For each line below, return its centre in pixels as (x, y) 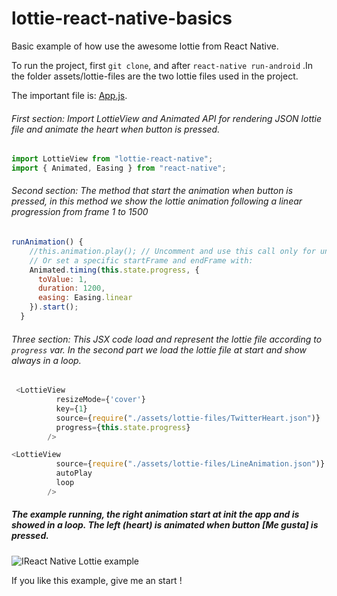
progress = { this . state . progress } (123, 427)
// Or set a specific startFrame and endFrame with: (141, 260)
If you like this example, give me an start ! (97, 580)
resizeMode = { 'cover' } (100, 400)
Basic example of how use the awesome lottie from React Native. (145, 46)
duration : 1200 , (71, 288)
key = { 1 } (71, 408)
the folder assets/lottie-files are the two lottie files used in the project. (155, 76)
